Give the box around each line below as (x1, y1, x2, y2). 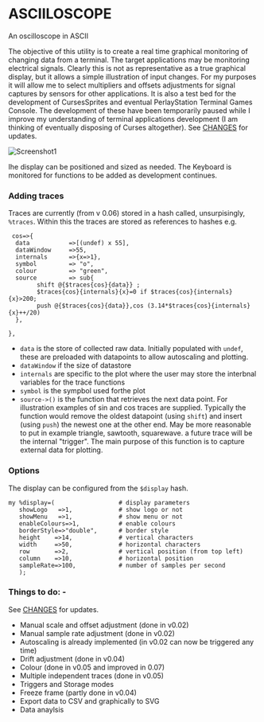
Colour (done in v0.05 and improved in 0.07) (19, 662, 165, 672)
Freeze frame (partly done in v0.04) (19, 688, 138, 697)
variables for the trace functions (19, 377, 126, 387)
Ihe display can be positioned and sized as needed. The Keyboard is (8, 162, 232, 171)
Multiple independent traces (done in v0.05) (19, 670, 165, 681)
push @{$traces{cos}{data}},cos (37, 302, 145, 310)
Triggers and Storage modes (19, 679, 114, 689)
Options (8, 465, 40, 476)
